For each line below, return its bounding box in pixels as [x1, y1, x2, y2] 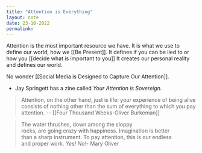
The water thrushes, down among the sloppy [21, 121, 133, 128]
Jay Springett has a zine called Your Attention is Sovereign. [14, 85, 162, 92]
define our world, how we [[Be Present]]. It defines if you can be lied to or [6, 49, 189, 56]
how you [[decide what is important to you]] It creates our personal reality [6, 55, 190, 62]
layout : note [6, 14, 39, 20]
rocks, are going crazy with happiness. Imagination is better [21, 127, 170, 134]
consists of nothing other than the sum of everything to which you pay [21, 103, 196, 110]
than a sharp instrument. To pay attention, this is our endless [21, 134, 172, 141]
